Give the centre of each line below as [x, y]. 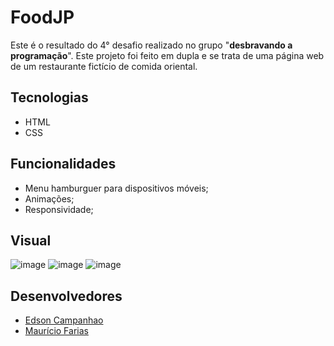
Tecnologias [49, 97]
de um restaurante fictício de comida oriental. [104, 66]
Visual [31, 240]
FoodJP [42, 17]
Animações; [49, 198]
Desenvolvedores [66, 296]
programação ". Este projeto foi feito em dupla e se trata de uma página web [167, 55]
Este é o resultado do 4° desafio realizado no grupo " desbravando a [151, 45]
